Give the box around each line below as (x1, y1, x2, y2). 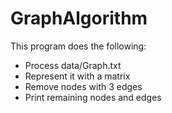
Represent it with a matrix (24, 70, 131, 82)
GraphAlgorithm (10, 7, 148, 30)
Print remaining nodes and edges (24, 91, 162, 103)
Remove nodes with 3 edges (24, 80, 143, 92)
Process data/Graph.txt (24, 59, 122, 71)
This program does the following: (10, 40, 147, 52)
